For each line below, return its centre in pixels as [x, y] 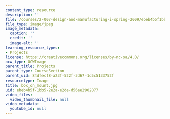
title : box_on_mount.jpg [31, 85]
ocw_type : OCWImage [26, 62]
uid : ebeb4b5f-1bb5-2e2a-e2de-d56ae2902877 [52, 90]
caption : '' [23, 33]
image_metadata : [22, 29]
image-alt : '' [25, 43]
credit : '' [21, 38]
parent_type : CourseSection [35, 71]
